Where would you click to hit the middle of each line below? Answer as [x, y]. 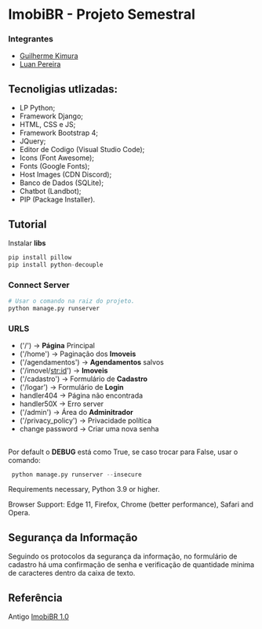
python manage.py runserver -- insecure [77, 474]
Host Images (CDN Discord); [65, 175]
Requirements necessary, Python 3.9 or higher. [84, 489]
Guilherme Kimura [49, 56]
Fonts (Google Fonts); [55, 166]
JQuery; [33, 141]
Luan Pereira [40, 64]
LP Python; [37, 108]
